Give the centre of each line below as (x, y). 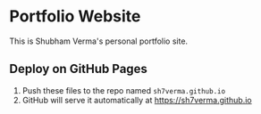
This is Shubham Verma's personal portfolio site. (99, 41)
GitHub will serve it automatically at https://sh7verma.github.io (137, 100)
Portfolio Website (75, 16)
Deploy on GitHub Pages (78, 69)
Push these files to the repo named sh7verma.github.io (124, 90)
